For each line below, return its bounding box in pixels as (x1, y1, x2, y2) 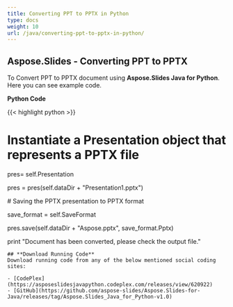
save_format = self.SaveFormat (7, 210, 96, 219)
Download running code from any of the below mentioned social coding (7, 257, 216, 264)
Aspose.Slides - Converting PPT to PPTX (7, 55, 188, 67)
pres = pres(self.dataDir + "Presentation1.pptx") (7, 183, 144, 192)
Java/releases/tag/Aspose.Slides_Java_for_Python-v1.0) (7, 293, 172, 300)
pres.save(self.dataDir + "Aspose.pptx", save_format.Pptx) (7, 224, 174, 232)
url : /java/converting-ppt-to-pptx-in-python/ (7, 29, 145, 37)
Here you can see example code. (7, 81, 102, 90)
